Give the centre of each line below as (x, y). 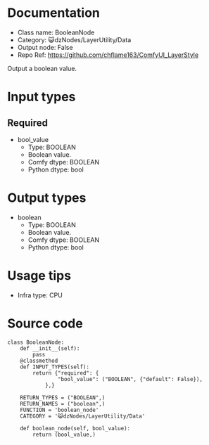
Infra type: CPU (40, 295)
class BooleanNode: (36, 342)
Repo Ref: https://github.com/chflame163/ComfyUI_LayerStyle (108, 55)
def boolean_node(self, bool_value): (75, 428)
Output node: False (45, 47)
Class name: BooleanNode (56, 32)
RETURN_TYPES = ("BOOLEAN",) (63, 398)
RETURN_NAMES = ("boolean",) (63, 404)
